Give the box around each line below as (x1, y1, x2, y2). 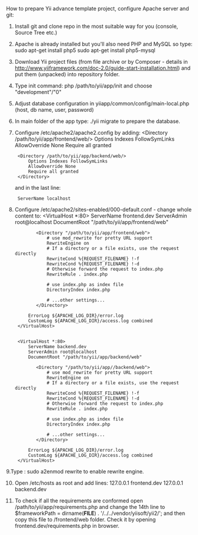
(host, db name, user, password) (14, 106, 94, 113)
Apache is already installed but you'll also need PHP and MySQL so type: (14, 41, 193, 47)
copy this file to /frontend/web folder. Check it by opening (14, 516, 156, 523)
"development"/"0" (14, 89, 62, 95)
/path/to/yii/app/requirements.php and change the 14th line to (14, 504, 165, 510)
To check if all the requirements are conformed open (14, 497, 143, 504)
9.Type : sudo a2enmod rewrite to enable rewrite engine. (6, 468, 144, 475)
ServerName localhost (17, 196, 71, 202)
